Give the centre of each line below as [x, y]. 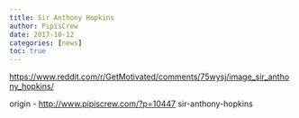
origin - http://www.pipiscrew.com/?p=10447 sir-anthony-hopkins [131, 104]
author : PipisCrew [44, 26]
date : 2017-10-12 [42, 34]
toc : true [28, 51]
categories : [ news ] [46, 43]
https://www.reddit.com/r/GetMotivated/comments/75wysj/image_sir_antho [149, 77]
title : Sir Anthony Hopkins [62, 18]
